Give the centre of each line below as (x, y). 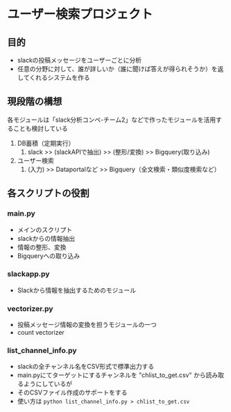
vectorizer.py (30, 308)
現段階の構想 (35, 102)
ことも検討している (40, 128)
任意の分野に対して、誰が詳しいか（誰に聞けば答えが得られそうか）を (117, 69)
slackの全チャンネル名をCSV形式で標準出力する (86, 367)
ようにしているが (48, 384)
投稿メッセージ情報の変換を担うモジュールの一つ (87, 325)
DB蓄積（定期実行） (46, 143)
